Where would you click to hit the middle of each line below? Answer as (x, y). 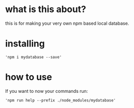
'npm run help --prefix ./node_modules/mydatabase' (60, 100)
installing (25, 44)
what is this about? (46, 9)
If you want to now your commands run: (47, 91)
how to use (29, 77)
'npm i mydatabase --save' (33, 57)
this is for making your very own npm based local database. (67, 23)
